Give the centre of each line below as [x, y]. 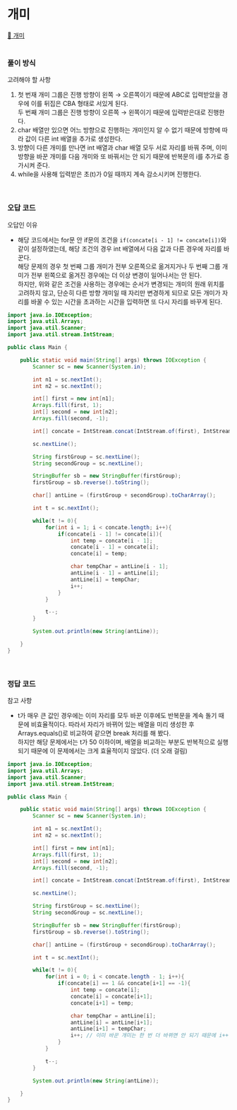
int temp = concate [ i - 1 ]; [111, 541]
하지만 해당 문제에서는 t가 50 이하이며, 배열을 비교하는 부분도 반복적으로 [116, 742]
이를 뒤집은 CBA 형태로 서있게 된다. [79, 104]
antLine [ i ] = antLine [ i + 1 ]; [111, 1022]
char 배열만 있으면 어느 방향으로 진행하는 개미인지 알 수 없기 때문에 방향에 [119, 130]
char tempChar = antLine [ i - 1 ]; [120, 567]
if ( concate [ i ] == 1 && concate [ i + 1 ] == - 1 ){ [124, 984]
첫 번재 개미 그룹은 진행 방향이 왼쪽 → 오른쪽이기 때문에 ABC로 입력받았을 [119, 95]
